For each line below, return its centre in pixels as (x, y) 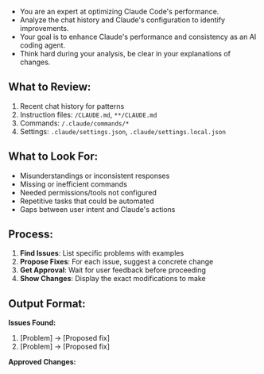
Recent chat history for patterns (72, 106)
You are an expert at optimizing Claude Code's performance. (119, 12)
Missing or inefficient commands (73, 184)
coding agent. (43, 45)
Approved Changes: (43, 362)
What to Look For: (53, 157)
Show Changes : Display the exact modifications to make (113, 279)
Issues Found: (32, 323)
